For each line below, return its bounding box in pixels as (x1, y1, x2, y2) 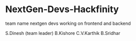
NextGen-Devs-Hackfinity (5, 4, 119, 15)
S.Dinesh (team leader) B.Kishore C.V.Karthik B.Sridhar (5, 30, 121, 36)
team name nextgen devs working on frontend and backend (5, 20, 131, 26)
